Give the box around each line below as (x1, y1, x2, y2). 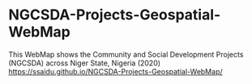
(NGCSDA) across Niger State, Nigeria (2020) (8, 58, 160, 68)
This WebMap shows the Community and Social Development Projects (8, 49, 244, 59)
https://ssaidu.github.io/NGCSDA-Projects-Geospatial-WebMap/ (8, 66, 223, 76)
